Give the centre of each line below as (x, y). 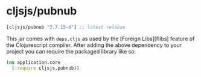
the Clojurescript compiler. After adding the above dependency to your (94, 45)
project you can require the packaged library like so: (71, 51)
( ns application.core (33, 62)
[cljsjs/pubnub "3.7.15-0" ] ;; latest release (66, 27)
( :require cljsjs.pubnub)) (46, 68)
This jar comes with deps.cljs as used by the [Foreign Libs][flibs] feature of (101, 38)
